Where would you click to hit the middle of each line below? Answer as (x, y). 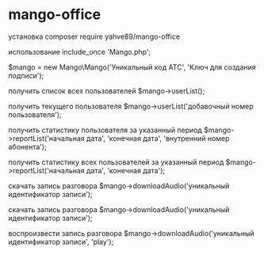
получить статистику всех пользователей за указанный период (116, 162)
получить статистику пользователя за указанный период (105, 130)
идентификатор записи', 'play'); (61, 241)
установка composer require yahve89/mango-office (94, 36)
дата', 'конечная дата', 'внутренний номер (158, 138)
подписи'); (26, 75)
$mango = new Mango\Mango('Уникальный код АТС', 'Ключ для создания (132, 67)
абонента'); (28, 146)
